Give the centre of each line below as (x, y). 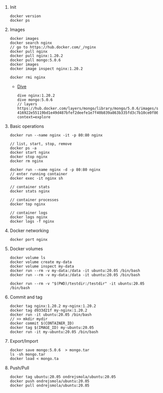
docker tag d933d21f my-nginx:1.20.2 (49, 310)
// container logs (29, 213)
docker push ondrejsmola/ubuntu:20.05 (49, 381)
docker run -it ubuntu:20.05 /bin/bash (51, 315)
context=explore (34, 117)
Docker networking (29, 230)
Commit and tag (26, 297)
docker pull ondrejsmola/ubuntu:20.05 (49, 386)
